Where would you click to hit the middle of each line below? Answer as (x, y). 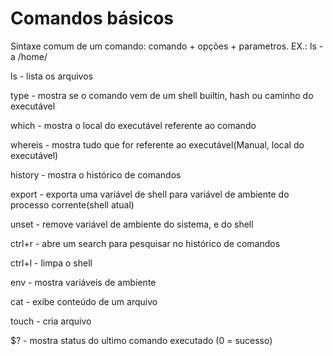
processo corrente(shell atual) (72, 204)
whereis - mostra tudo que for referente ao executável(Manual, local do (157, 144)
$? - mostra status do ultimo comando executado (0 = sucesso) (141, 340)
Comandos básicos (92, 18)
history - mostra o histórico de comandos (96, 174)
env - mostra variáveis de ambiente (83, 282)
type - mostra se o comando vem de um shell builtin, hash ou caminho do (162, 95)
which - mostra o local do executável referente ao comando (133, 125)
